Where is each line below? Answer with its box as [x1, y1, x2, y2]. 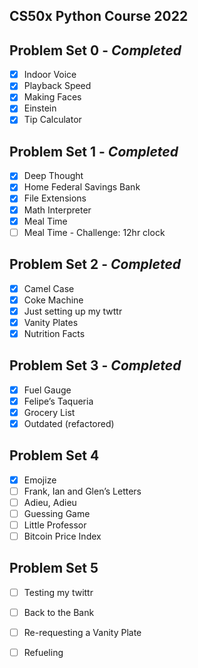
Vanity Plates [23, 316, 79, 328]
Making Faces [23, 91, 82, 103]
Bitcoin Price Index [23, 530, 102, 543]
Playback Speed [23, 80, 92, 92]
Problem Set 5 [9, 560, 99, 577]
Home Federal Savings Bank [23, 181, 141, 193]
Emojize [23, 474, 57, 486]
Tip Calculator [23, 114, 82, 126]
